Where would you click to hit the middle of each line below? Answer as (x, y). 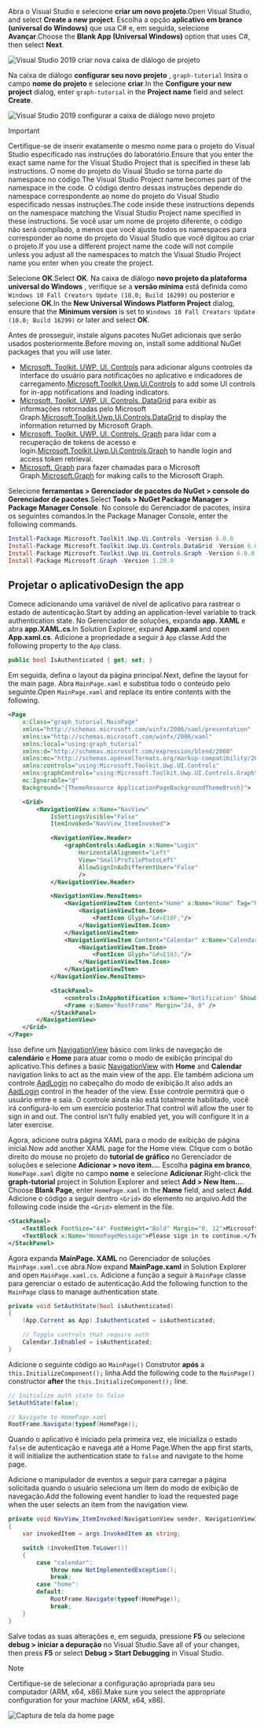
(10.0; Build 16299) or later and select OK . (79, 320)
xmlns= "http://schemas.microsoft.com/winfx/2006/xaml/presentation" (137, 729)
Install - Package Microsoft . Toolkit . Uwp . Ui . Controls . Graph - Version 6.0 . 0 (132, 553)
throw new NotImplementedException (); (114, 1570)
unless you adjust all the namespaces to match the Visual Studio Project (125, 254)
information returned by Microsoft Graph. (86, 425)
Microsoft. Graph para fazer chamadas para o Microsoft (110, 467)
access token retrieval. (56, 459)
